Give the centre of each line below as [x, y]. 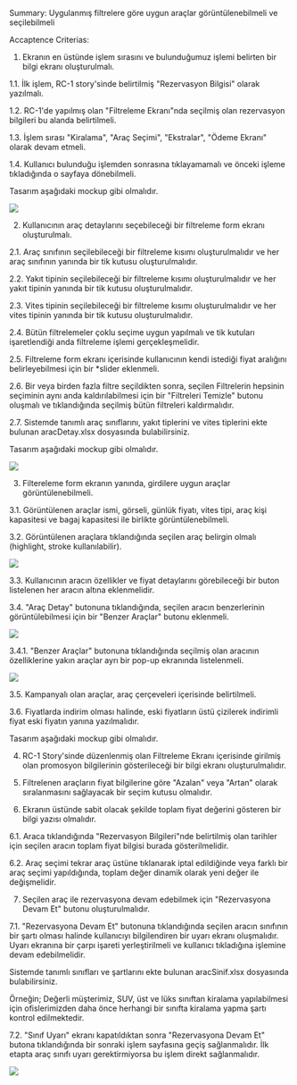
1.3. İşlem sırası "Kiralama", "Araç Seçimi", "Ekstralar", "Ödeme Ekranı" [138, 137]
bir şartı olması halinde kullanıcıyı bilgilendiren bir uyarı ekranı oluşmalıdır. [144, 936]
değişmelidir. [33, 882]
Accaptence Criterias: [49, 40]
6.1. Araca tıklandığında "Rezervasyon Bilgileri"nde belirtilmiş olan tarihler [144, 836]
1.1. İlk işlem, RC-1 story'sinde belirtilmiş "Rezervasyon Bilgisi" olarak [135, 84]
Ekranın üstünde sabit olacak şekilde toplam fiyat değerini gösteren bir [152, 809]
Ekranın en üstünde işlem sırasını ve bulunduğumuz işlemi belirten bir [149, 57]
